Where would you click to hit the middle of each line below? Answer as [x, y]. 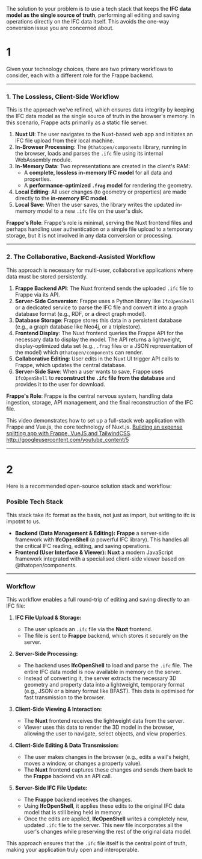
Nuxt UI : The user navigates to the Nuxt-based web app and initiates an [104, 134]
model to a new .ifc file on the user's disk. [90, 211]
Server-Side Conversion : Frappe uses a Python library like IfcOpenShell [105, 301]
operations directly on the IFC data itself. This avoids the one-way [88, 21]
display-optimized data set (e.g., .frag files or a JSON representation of [104, 345]
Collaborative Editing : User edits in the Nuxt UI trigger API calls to [97, 359]
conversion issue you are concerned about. [60, 28]
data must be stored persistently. [47, 276]
